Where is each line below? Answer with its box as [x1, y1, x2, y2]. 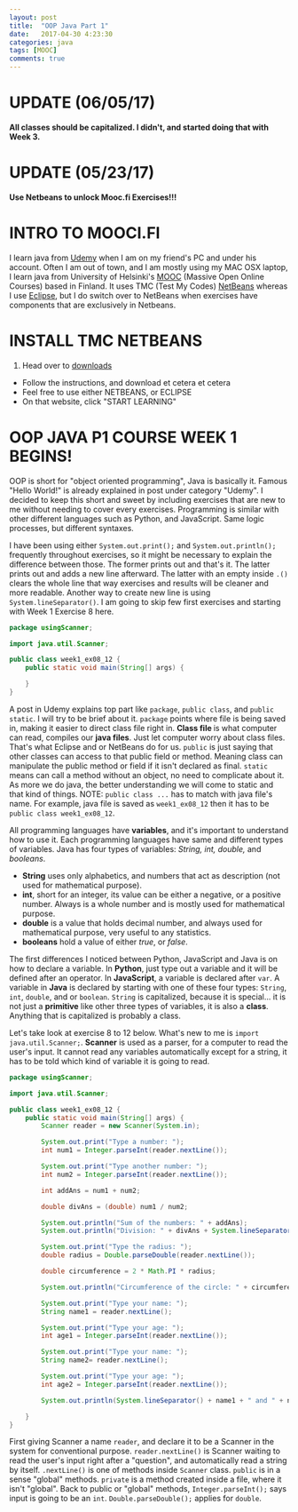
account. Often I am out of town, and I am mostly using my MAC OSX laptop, [9, 261, 288, 272]
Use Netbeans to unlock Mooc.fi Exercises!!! [9, 192, 177, 203]
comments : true [9, 54, 66, 63]
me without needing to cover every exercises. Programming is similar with [9, 504, 279, 514]
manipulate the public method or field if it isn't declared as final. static [9, 760, 269, 771]
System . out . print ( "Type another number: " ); [41, 1162, 208, 1171]
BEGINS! [9, 446, 73, 466]
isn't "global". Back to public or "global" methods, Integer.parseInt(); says [9, 1484, 286, 1494]
